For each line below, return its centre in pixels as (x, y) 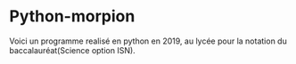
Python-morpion (72, 16)
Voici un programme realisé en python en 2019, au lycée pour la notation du (148, 41)
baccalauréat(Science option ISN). (72, 50)
